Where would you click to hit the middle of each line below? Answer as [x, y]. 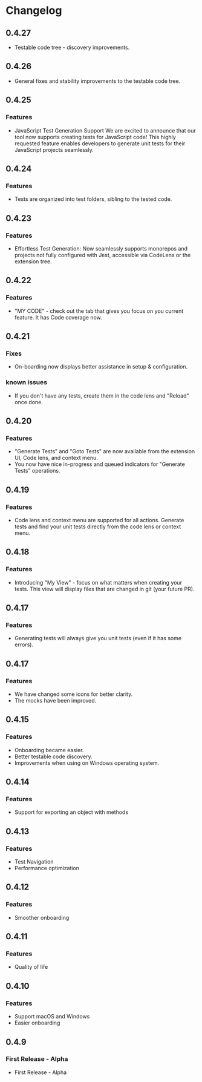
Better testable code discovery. [54, 756]
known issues [27, 382]
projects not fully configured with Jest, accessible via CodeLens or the [103, 255]
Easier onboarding [37, 1023]
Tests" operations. [37, 471]
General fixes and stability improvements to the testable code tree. [97, 81]
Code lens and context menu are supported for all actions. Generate [99, 520]
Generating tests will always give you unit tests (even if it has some [98, 638]
